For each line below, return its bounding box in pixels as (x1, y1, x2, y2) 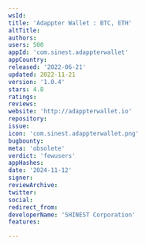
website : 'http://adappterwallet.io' (8, 108, 133, 116)
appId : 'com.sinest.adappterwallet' (8, 48, 129, 56)
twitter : (8, 188, 37, 197)
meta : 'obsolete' (8, 144, 66, 152)
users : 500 (8, 41, 44, 49)
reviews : (8, 100, 37, 108)
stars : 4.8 (8, 85, 44, 94)
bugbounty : (8, 136, 44, 145)
